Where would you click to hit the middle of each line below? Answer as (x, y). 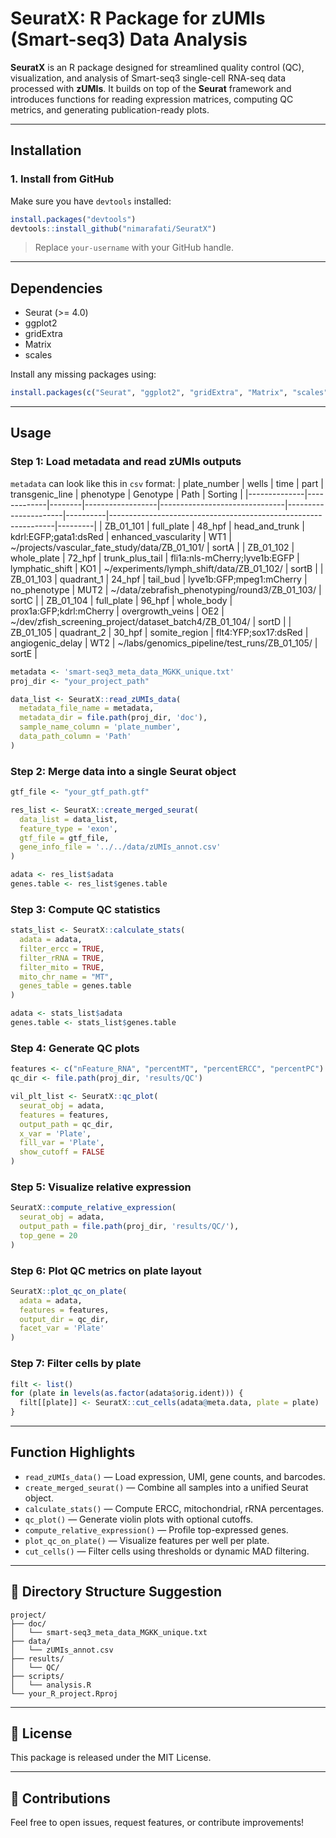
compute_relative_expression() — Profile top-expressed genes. (156, 1529)
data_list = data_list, (68, 819)
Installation (46, 150)
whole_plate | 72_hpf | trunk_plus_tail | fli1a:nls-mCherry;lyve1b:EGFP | (155, 558)
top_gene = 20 (48, 1235)
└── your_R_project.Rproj (64, 1693)
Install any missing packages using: (83, 374)
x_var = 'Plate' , (55, 1133)
